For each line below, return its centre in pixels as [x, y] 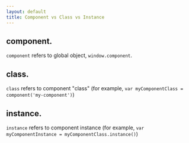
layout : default [26, 12]
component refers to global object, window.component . [69, 55]
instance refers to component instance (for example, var [75, 128]
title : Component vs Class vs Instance [55, 17]
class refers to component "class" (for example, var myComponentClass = [95, 88]
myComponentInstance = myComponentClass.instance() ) [72, 134]
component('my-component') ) [41, 95]
